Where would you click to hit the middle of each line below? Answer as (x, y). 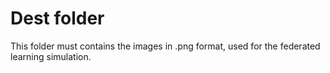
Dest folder (57, 18)
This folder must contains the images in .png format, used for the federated (165, 46)
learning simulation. (51, 56)
